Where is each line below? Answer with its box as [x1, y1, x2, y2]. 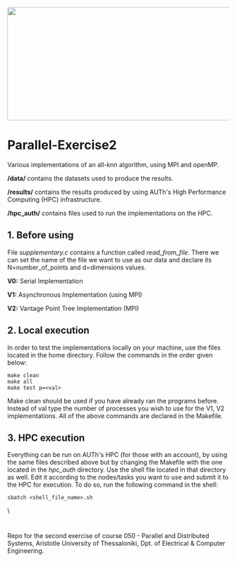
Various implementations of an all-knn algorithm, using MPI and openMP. [7, 160, 219, 169]
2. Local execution [7, 324, 90, 336]
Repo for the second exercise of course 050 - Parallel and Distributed [7, 531, 209, 539]
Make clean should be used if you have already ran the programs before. [7, 396, 219, 405]
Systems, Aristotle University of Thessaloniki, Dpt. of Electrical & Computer [7, 539, 226, 547]
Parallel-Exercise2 [7, 138, 118, 153]
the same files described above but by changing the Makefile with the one [7, 458, 223, 467]
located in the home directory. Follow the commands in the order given [7, 350, 213, 359]
